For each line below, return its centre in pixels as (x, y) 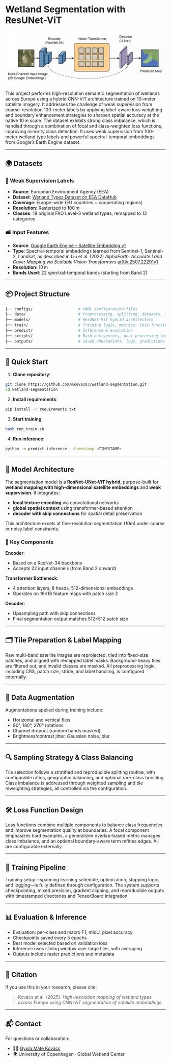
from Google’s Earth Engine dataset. (43, 142)
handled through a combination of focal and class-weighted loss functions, (84, 126)
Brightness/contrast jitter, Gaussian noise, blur (61, 736)
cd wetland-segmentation (32, 390)
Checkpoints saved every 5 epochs (50, 937)
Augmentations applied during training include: (54, 710)
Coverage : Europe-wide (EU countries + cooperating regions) (78, 203)
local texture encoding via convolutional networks (66, 502)
